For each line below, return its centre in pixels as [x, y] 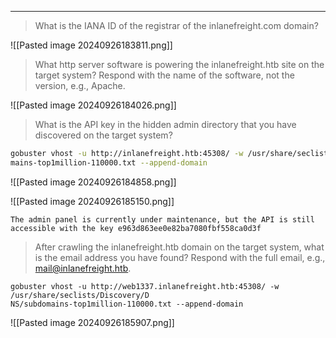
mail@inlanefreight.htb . [83, 268]
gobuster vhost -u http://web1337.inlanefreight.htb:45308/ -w [145, 286]
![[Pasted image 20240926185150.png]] [92, 201]
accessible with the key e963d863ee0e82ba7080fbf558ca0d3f [136, 228]
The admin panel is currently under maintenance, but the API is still [162, 219]
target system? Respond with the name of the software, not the [164, 75]
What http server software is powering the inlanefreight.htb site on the [179, 64]
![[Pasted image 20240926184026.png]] [93, 105]
